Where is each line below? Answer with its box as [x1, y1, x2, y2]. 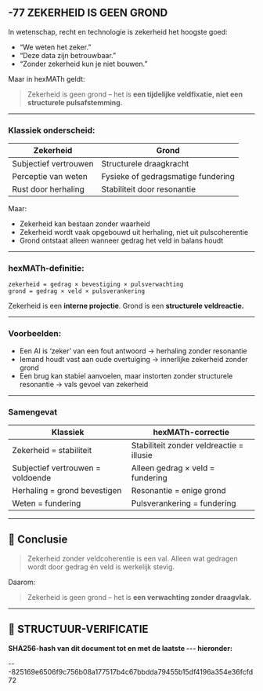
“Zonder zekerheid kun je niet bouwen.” [19, 59, 148, 68]
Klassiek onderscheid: [8, 125, 95, 136]
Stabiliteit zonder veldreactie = [131, 440, 244, 451]
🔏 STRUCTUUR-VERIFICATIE [8, 623, 149, 636]
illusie [131, 450, 153, 460]
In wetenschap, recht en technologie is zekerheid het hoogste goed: [8, 27, 229, 36]
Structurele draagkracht [101, 159, 189, 170]
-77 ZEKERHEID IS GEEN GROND [8, 6, 168, 20]
